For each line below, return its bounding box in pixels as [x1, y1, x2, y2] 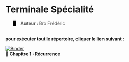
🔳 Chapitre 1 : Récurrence [5, 51, 60, 57]
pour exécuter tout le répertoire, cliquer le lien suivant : [5, 36, 125, 42]
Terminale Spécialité [5, 4, 94, 15]
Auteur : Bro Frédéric [20, 20, 65, 26]
